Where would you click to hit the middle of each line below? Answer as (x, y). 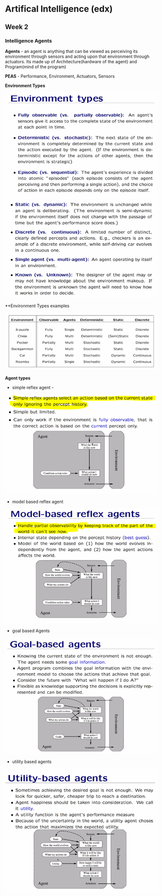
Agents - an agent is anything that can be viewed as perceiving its (72, 51)
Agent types (18, 378)
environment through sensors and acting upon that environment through (77, 56)
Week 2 (17, 27)
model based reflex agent (38, 501)
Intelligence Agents (29, 41)
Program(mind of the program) (36, 67)
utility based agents (32, 761)
